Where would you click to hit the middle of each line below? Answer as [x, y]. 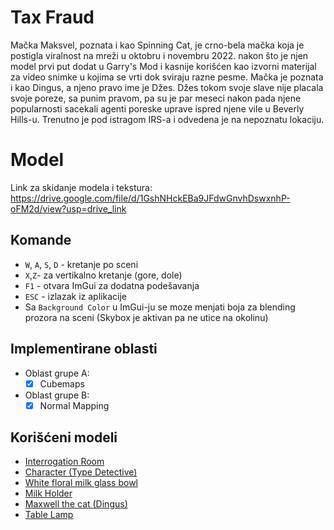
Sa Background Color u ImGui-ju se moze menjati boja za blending [160, 307]
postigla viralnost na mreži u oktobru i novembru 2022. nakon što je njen [159, 55]
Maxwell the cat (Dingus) [76, 504]
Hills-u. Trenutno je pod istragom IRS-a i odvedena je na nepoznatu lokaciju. [167, 119]
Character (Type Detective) [81, 472]
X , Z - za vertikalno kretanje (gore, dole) [103, 275]
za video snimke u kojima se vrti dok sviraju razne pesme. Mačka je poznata [167, 77]
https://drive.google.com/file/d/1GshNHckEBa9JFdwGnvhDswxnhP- [150, 198]
